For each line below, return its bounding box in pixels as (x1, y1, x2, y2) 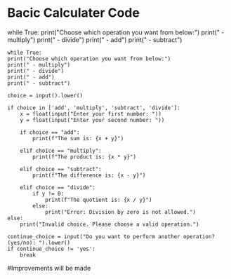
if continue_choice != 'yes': (7, 245, 96, 252)
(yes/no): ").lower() (7, 239, 71, 246)
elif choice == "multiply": (20, 147, 102, 154)
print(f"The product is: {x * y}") (32, 153, 137, 161)
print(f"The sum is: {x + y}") (32, 135, 124, 142)
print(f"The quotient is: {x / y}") (44, 196, 152, 203)
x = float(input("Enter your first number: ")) (20, 110, 161, 117)
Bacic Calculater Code (7, 5, 140, 21)
